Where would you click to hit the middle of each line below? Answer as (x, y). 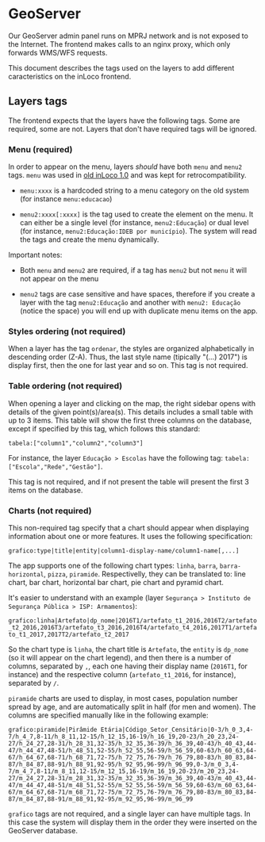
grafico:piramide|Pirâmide (53, 729)
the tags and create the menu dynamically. (89, 239)
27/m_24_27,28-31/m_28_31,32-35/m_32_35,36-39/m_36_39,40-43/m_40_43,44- (133, 778)
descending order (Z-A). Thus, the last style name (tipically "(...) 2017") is (128, 357)
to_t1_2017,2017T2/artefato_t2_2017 (69, 634)
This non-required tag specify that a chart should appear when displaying (129, 527)
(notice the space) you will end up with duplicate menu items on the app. (138, 311)
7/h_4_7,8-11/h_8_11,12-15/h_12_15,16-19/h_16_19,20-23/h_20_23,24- (124, 737)
